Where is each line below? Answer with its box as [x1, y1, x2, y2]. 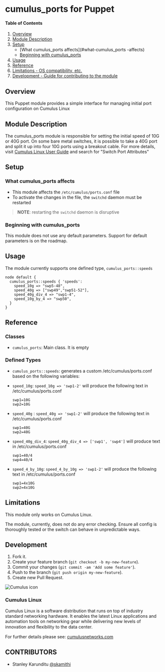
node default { [5, 275, 36, 280]
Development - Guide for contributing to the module [12, 73, 118, 79]
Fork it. [12, 554, 27, 560]
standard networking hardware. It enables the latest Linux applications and [5, 613, 157, 619]
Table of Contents [5, 20, 43, 26]
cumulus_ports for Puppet [5, 3, 115, 15]
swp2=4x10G [12, 485, 35, 490]
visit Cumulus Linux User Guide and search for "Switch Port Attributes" [5, 149, 149, 155]
